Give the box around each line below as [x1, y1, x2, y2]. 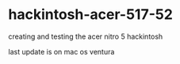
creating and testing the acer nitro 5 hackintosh [8, 32, 163, 41]
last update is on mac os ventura [8, 47, 115, 56]
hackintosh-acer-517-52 [8, 6, 173, 24]
